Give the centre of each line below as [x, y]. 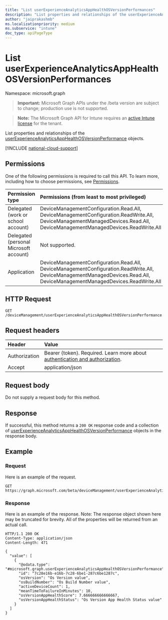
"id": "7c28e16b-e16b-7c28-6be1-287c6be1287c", [69, 573]
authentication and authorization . [83, 359]
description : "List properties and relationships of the [66, 15]
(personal [19, 241]
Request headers [32, 330]
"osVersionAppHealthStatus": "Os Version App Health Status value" [90, 600]
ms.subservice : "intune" [31, 29]
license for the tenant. [40, 123]
